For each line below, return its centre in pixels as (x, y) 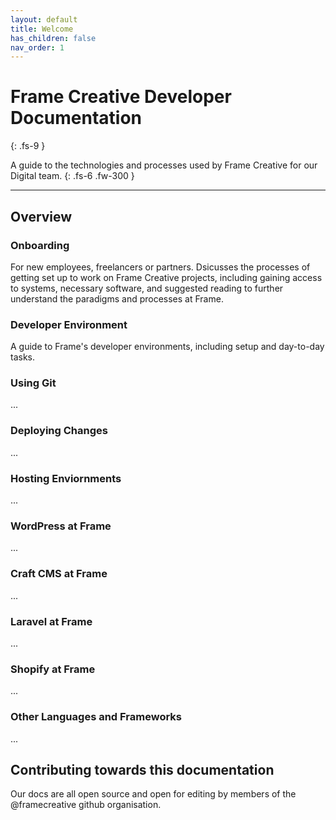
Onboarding (40, 245)
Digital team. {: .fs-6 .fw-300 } (72, 176)
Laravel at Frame (51, 621)
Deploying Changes (59, 431)
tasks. (23, 357)
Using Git (33, 383)
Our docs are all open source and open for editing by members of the (153, 794)
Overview (41, 216)
